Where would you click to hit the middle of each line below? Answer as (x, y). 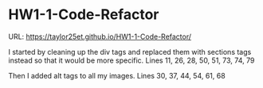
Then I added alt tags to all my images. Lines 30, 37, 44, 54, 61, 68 (117, 75)
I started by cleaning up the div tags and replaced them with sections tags (130, 52)
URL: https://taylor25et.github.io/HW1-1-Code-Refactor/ (100, 36)
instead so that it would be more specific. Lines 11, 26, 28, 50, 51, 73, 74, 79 (131, 60)
